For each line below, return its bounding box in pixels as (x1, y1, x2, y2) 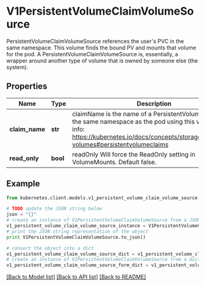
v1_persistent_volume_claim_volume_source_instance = (6, 223, 146, 229)
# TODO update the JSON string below (6, 206, 103, 212)
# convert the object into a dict (6, 245, 95, 251)
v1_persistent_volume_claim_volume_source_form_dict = (6, 262, 149, 268)
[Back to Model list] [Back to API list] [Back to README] (6, 273, 146, 280)
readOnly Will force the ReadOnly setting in (72, 150, 196, 158)
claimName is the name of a (72, 109, 152, 118)
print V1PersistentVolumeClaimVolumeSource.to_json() (6, 234, 146, 240)
